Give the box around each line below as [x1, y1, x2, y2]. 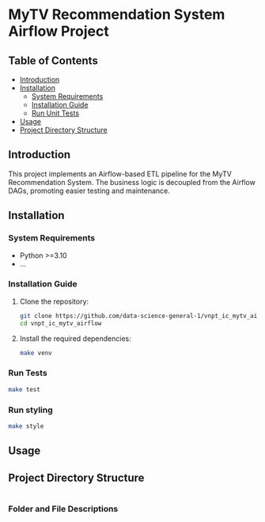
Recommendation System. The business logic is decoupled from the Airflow [8, 177, 256, 187]
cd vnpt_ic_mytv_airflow [19, 319, 102, 327]
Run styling [8, 404, 53, 415]
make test [8, 385, 41, 393]
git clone [19, 312, 53, 320]
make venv [19, 349, 53, 357]
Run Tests [8, 368, 47, 379]
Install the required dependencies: [19, 334, 132, 343]
